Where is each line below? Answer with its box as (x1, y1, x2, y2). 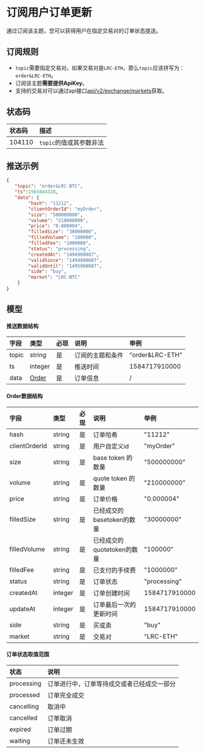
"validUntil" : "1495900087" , (28, 263, 103, 269)
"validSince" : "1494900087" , (28, 257, 103, 263)
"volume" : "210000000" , (28, 217, 88, 223)
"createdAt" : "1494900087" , (28, 252, 99, 258)
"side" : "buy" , (28, 269, 67, 275)
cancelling (9, 702, 40, 711)
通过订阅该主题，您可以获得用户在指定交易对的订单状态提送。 (6, 27, 162, 34)
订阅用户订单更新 (6, 6, 93, 20)
